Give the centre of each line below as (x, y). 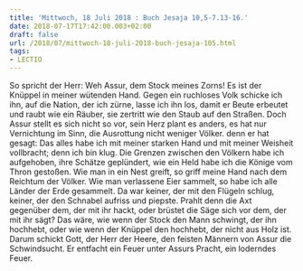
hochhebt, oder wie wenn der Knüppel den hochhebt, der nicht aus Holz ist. (151, 229)
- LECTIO (26, 60)
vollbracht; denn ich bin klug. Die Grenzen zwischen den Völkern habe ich (147, 153)
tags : (19, 51)
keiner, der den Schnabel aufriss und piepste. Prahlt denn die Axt (131, 201)
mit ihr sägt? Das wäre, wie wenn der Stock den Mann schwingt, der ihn (143, 220)
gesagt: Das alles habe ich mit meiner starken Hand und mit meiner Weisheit (151, 143)
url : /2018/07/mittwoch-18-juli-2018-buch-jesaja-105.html (123, 43)
